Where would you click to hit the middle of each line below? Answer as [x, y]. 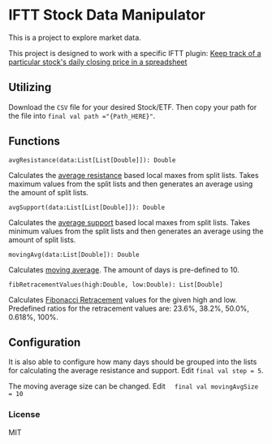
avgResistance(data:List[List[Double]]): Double [92, 160]
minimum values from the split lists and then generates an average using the [136, 231]
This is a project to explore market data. [75, 37]
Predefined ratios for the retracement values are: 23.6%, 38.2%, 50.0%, [129, 308]
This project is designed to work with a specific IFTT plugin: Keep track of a [135, 53]
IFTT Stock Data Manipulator [107, 15]
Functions [35, 141]
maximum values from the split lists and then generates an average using [131, 184]
